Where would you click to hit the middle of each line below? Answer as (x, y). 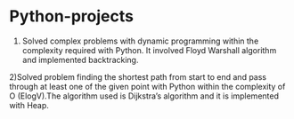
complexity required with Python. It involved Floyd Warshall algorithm (149, 50)
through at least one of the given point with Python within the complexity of (147, 86)
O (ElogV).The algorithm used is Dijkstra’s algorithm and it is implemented (144, 96)
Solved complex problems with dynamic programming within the (140, 41)
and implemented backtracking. (80, 59)
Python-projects (71, 16)
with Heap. (29, 105)
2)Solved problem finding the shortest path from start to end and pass (138, 76)
